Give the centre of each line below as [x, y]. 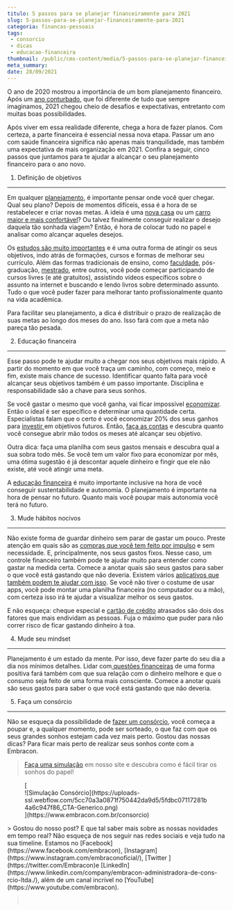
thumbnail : [23, 59]
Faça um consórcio [45, 701]
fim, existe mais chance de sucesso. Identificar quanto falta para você [107, 376]
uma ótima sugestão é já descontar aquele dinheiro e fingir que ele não [109, 462]
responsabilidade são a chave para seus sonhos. [77, 390]
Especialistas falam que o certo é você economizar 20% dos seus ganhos [113, 419]
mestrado [55, 270]
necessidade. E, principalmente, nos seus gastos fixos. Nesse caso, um [110, 553]
